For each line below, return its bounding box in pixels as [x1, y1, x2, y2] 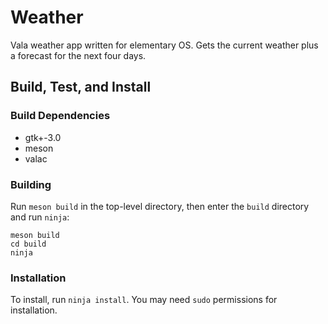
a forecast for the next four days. [10, 49, 147, 61]
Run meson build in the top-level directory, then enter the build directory [10, 200, 310, 212]
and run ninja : [10, 211, 70, 223]
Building [10, 177, 52, 191]
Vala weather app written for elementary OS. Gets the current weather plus [10, 39, 319, 51]
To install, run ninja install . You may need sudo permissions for [10, 294, 278, 306]
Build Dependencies [10, 109, 111, 123]
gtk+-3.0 [24, 131, 62, 143]
